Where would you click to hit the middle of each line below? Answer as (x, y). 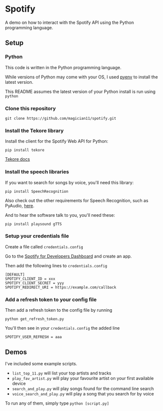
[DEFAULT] (15, 274)
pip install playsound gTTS (34, 224)
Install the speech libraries (37, 172)
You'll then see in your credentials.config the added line (63, 328)
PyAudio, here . (20, 205)
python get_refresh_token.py (35, 319)
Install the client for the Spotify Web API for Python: (57, 141)
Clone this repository (30, 108)
